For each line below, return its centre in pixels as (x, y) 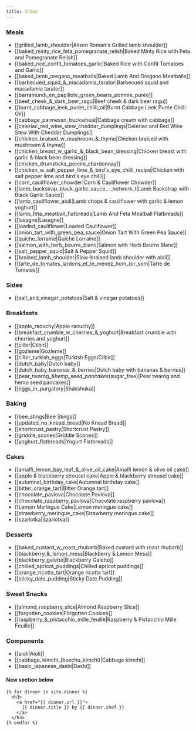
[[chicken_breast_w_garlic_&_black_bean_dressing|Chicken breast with (100, 151)
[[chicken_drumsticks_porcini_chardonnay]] (67, 163)
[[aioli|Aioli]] (29, 654)
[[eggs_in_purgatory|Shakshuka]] (55, 388)
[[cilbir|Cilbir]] (31, 345)
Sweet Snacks (27, 594)
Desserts (19, 535)
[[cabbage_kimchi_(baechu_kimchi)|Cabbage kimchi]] (80, 660)
